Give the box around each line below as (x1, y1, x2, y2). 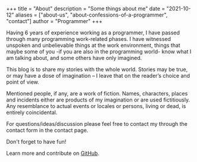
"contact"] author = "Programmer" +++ (6, 18, 103, 24)
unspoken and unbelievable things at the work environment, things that (6, 42, 180, 49)
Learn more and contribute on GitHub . (6, 150, 99, 157)
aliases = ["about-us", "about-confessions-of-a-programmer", (15, 11, 168, 18)
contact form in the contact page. (6, 127, 89, 134)
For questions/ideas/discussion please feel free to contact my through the (6, 120, 187, 127)
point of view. (6, 78, 40, 85)
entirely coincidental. (6, 109, 58, 116)
